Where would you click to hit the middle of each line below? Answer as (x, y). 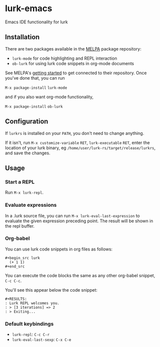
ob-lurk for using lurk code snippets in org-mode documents (73, 63)
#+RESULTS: (16, 299)
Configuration (27, 122)
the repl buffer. (20, 226)
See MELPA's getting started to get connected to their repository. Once (76, 73)
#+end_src (15, 266)
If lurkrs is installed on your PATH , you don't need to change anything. (75, 133)
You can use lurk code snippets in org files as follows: (59, 249)
